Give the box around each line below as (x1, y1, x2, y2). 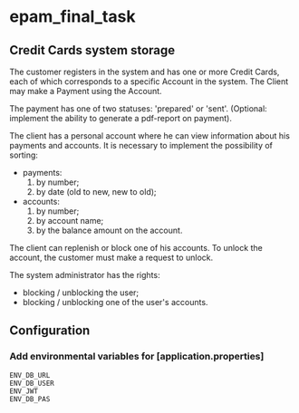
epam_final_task (9, 6, 136, 27)
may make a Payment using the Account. (9, 86, 162, 96)
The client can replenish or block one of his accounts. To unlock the (9, 243, 263, 253)
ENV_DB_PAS (9, 394, 51, 404)
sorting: (9, 149, 39, 160)
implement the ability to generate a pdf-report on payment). (9, 113, 233, 123)
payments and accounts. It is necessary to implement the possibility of (9, 140, 274, 150)
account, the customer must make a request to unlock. (9, 252, 214, 263)
